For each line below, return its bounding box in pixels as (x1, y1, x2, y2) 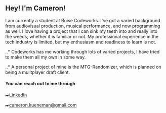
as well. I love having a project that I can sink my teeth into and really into (5, 28, 158, 34)
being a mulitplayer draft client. (5, 69, 70, 75)
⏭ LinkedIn (5, 92, 27, 98)
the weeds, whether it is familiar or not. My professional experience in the (5, 33, 158, 39)
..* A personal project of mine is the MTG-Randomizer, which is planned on (5, 64, 161, 70)
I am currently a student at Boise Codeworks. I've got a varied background (5, 17, 160, 23)
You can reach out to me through (5, 81, 76, 87)
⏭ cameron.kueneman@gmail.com (5, 102, 77, 108)
